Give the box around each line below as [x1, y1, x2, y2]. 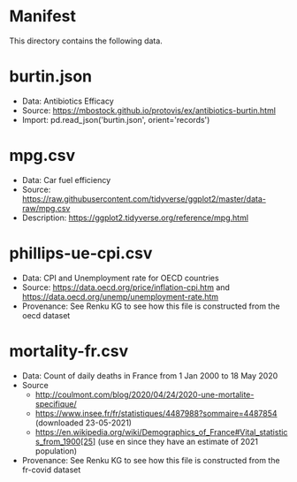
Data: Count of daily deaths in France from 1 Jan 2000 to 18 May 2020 [21, 370, 278, 381]
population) [34, 445, 78, 456]
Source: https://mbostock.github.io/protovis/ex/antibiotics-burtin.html [21, 104, 277, 116]
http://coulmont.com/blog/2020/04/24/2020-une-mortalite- [34, 389, 255, 400]
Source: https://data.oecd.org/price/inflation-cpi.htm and [21, 281, 230, 293]
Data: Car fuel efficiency [21, 174, 111, 185]
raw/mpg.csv [21, 203, 71, 213]
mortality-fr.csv [9, 340, 129, 361]
